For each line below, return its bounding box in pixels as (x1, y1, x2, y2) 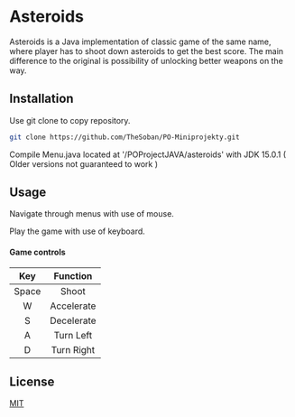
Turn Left (53, 329, 93, 341)
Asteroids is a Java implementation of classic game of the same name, (9, 36, 272, 47)
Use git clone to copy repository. (9, 115, 131, 125)
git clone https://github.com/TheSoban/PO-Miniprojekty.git (9, 133, 241, 142)
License (9, 375, 55, 390)
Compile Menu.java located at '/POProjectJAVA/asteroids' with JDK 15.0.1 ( (9, 149, 287, 160)
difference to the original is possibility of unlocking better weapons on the (9, 55, 284, 66)
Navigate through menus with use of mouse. (9, 208, 174, 219)
